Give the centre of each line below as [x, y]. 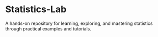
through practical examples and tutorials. [48, 28]
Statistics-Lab [36, 9]
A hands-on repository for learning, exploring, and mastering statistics [79, 23]
